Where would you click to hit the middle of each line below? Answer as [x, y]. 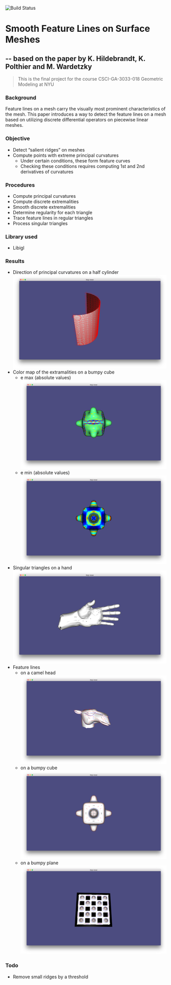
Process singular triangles [40, 223]
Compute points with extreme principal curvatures [66, 155]
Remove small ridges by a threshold [50, 977]
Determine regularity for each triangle [52, 212]
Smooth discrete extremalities [44, 207]
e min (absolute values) [45, 472]
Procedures [20, 185]
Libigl [18, 248]
